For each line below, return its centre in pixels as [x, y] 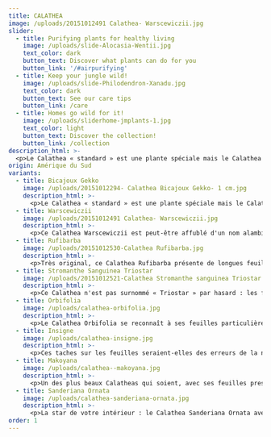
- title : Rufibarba [48, 241]
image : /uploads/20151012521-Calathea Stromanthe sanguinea [126, 278]
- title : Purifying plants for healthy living [95, 38]
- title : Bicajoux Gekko [57, 181]
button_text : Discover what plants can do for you [110, 61]
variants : [25, 173]
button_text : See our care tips [77, 98]
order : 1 [23, 421]
